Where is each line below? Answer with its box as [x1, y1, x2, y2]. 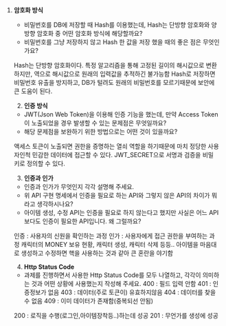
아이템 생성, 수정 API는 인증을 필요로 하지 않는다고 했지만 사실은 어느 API [23, 209, 219, 216]
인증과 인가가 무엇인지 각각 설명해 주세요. [23, 183, 135, 191]
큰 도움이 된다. [13, 87, 53, 95]
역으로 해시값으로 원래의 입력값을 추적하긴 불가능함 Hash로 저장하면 [34, 70, 216, 78]
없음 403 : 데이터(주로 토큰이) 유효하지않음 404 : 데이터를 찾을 [47, 288, 216, 296]
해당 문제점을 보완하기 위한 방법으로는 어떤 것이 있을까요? [23, 128, 178, 136]
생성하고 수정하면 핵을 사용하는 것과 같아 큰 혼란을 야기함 [21, 249, 174, 257]
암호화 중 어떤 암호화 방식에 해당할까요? [36, 30, 143, 37]
